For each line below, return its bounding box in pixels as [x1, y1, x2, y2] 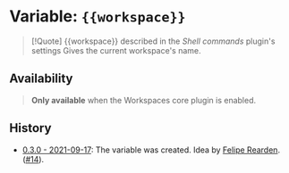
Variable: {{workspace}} [9, 6, 186, 27]
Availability [9, 71, 73, 86]
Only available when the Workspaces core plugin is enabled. [30, 95, 257, 105]
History [9, 120, 52, 136]
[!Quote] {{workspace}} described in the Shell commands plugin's [30, 36, 276, 46]
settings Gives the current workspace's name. [30, 45, 201, 55]
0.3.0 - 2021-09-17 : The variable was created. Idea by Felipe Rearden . [21, 144, 280, 155]
